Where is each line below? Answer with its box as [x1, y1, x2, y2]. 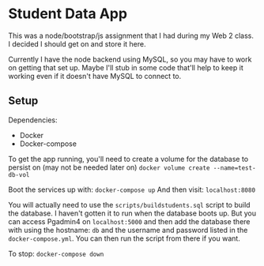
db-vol [8, 170, 30, 178]
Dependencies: [8, 115, 58, 125]
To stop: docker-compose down [8, 249, 104, 258]
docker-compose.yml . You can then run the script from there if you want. [8, 234, 241, 243]
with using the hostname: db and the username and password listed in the [8, 225, 248, 234]
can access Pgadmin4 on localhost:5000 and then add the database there [8, 216, 251, 226]
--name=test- [213, 163, 256, 172]
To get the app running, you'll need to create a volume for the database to [8, 154, 249, 163]
